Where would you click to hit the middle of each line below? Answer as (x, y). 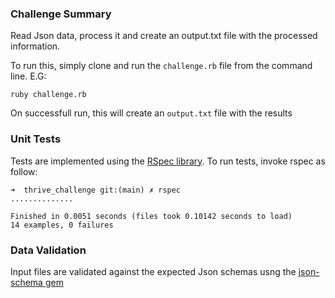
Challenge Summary (61, 14)
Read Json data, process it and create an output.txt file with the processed (164, 36)
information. (35, 46)
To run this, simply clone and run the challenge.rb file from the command (161, 66)
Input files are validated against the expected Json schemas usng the (153, 271)
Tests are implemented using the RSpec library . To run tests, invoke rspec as (168, 161)
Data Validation (48, 250)
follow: (24, 171)
